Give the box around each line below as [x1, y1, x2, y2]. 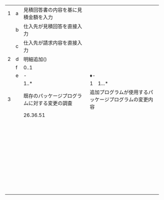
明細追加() [23, 56, 47, 62]
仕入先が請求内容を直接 [23, 40, 78, 46]
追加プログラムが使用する [89, 89, 149, 96]
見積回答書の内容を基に [23, 7, 78, 13]
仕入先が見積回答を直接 [23, 23, 78, 30]
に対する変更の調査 [28, 100, 73, 106]
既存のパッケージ [23, 93, 62, 99]
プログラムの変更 [109, 96, 148, 103]
